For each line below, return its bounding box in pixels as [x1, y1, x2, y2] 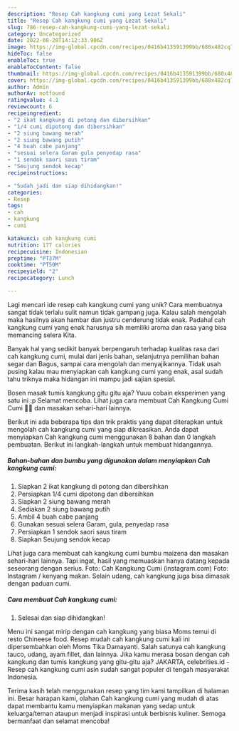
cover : [7, 76, 27, 84]
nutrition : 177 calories [7, 242, 81, 249]
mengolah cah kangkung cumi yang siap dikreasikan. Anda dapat [7, 425, 199, 433]
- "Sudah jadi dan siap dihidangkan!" [7, 182, 122, 190]
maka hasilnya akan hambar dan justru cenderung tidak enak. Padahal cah [7, 315, 225, 324]
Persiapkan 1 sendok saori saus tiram [17, 527, 127, 536]
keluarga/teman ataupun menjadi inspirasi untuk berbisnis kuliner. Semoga [7, 709, 226, 717]
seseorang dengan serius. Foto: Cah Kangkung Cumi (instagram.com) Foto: [7, 564, 229, 572]
